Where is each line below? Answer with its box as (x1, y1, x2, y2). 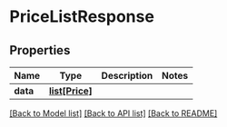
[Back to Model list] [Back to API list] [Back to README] (9, 108, 218, 119)
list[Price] (48, 84, 93, 97)
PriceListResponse (9, 6, 154, 27)
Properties (9, 43, 71, 58)
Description (101, 70, 153, 82)
